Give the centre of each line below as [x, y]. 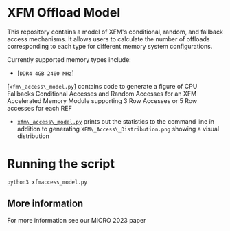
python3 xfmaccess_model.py [47, 182]
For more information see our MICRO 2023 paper [77, 220]
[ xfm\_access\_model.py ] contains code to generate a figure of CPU [102, 86]
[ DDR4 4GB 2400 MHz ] [45, 73]
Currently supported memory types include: [69, 59]
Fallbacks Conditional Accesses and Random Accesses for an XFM [102, 93]
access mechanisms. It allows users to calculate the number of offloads [108, 38]
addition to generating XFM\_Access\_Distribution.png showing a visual [118, 129]
